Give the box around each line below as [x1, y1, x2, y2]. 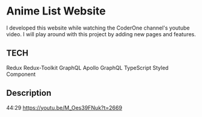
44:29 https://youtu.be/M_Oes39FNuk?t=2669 [6, 104, 123, 111]
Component [6, 71, 36, 78]
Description [6, 88, 51, 98]
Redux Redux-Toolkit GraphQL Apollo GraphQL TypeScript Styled [6, 64, 169, 71]
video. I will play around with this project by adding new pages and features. [6, 30, 197, 37]
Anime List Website [6, 4, 106, 18]
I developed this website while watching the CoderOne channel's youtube [6, 24, 190, 31]
